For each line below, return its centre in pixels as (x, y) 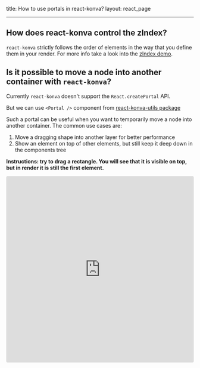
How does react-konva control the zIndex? (87, 33)
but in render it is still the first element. (55, 168)
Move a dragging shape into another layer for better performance (95, 137)
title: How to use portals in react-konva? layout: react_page (79, 9)
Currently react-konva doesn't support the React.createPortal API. (88, 96)
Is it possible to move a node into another (84, 72)
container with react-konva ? (59, 82)
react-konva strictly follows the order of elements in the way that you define (99, 47)
